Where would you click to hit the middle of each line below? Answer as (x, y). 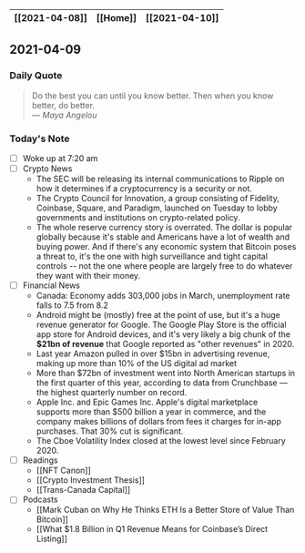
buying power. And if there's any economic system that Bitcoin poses (166, 247)
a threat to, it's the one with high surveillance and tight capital (152, 256)
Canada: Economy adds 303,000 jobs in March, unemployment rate (163, 296)
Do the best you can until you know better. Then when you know (152, 96)
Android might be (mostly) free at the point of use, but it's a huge (158, 315)
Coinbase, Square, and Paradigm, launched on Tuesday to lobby (157, 208)
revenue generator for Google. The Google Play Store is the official (161, 325)
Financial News (51, 285)
